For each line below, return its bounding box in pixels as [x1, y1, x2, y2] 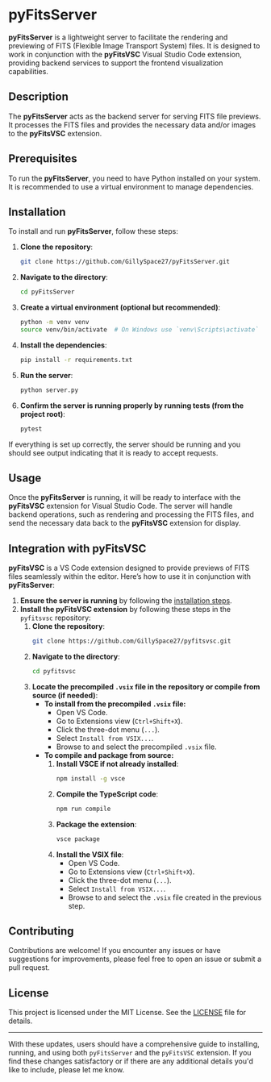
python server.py [19, 385, 79, 394]
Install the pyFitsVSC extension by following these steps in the [19, 605, 231, 614]
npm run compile [56, 805, 111, 813]
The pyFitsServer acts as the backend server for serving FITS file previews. [8, 111, 261, 121]
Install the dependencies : [19, 340, 107, 350]
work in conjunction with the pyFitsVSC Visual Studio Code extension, [8, 49, 242, 59]
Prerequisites [8, 152, 77, 166]
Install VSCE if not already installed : [56, 759, 179, 768]
